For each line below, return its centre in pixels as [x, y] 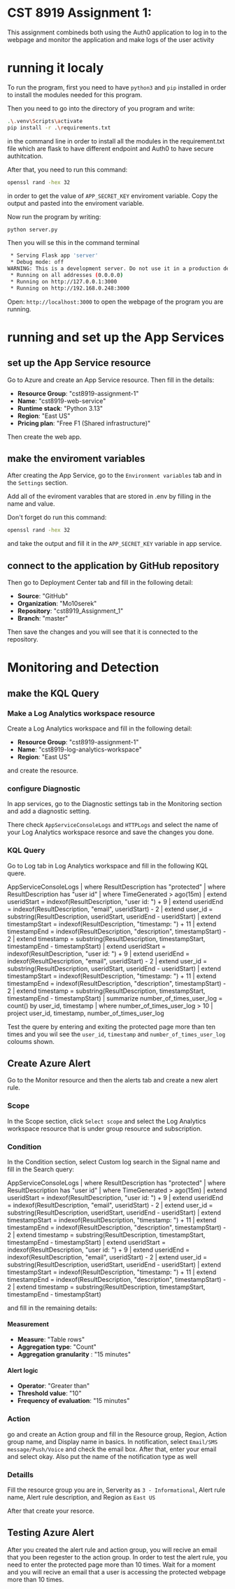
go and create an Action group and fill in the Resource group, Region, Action [117, 1434]
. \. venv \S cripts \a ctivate [45, 121]
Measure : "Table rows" [51, 1340]
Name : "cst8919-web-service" [62, 401]
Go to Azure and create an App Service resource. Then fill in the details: [111, 380]
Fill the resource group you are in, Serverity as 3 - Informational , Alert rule [116, 1490]
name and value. [31, 504]
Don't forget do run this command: [57, 517]
